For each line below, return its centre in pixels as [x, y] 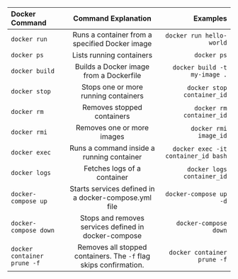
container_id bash [196, 156]
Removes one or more [112, 128]
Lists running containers [112, 55]
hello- [216, 36]
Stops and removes [113, 218]
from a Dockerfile [112, 75]
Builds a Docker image [112, 67]
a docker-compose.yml [113, 198]
